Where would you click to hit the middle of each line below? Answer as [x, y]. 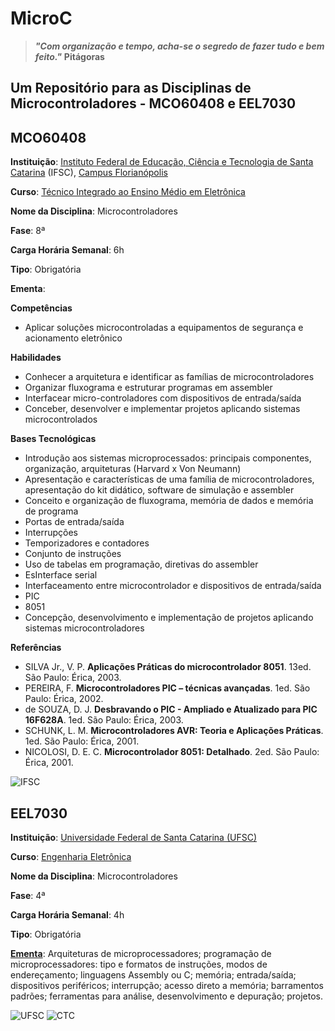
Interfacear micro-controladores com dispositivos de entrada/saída [163, 398]
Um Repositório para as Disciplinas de [131, 88]
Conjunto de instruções [73, 554]
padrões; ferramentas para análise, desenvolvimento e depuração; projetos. [167, 996]
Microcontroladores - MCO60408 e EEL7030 [153, 103]
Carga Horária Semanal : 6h [67, 250]
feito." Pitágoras [69, 56]
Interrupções [51, 533]
